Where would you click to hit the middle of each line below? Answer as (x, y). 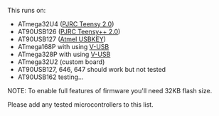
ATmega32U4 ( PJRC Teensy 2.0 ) (66, 24)
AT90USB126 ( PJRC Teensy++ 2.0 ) (69, 32)
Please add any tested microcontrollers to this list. (81, 105)
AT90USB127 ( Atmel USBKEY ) (62, 39)
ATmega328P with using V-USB (64, 54)
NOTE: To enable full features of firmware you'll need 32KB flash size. (110, 91)
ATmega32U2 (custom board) (61, 62)
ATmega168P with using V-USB (63, 47)
